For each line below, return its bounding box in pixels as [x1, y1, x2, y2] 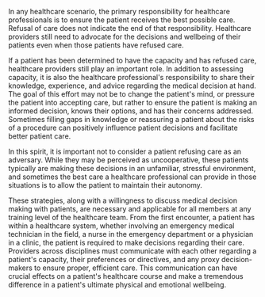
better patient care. [8, 131, 71, 141]
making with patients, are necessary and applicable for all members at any [8, 204, 252, 213]
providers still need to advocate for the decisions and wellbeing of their [8, 32, 241, 41]
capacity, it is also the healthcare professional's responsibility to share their [8, 73, 255, 82]
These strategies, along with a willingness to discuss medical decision [8, 196, 238, 205]
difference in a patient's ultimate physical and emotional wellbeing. [8, 280, 227, 289]
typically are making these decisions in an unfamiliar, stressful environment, [8, 164, 256, 173]
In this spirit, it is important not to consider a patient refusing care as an [8, 147, 242, 156]
